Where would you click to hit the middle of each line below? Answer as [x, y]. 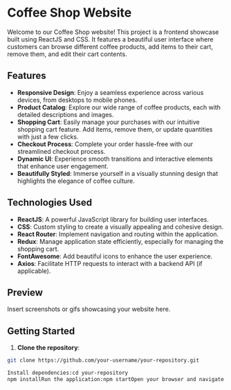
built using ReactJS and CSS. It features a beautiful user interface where [110, 39]
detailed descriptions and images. [65, 114]
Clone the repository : [48, 348]
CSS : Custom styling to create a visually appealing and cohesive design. [120, 227]
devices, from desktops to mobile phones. [77, 100]
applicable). [34, 271]
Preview [25, 292]
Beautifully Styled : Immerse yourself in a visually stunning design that [118, 173]
